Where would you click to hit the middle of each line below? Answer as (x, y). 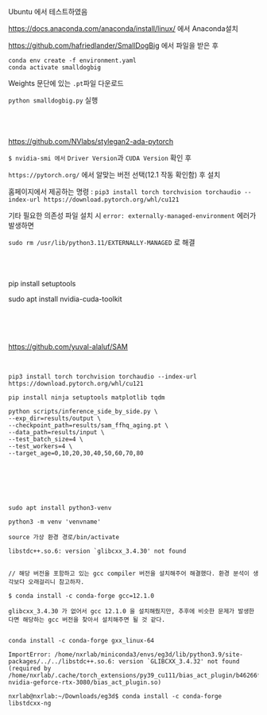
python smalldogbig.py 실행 (53, 100)
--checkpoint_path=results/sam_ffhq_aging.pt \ (89, 426)
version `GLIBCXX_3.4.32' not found (179, 662)
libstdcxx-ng (30, 703)
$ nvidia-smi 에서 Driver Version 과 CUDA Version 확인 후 (100, 158)
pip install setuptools (42, 284)
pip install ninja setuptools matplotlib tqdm (87, 398)
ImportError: (30, 655)
